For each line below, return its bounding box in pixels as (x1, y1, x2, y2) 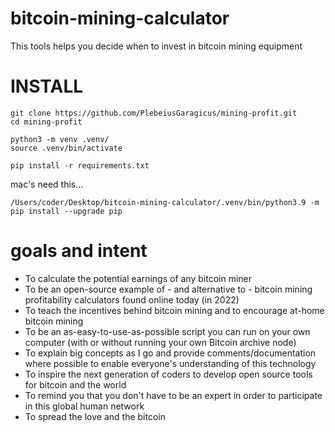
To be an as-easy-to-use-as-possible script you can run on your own (24, 325, 311, 337)
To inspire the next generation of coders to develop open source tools (24, 368, 313, 380)
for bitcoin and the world (24, 378, 127, 391)
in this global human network (24, 400, 145, 412)
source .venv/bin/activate (10, 143, 123, 153)
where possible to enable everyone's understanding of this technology (24, 357, 317, 369)
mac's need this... (10, 178, 84, 190)
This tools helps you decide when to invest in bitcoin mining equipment (10, 40, 303, 52)
